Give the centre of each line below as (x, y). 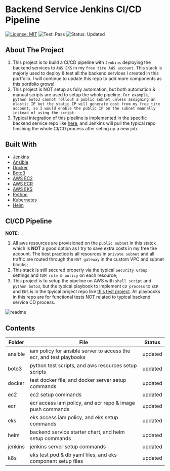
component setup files (56, 461)
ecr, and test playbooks (58, 357)
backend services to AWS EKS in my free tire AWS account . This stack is (87, 67)
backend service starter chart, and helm (77, 432)
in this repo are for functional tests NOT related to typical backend (81, 297)
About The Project (35, 50)
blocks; (20, 265)
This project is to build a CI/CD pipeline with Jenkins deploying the (82, 62)
